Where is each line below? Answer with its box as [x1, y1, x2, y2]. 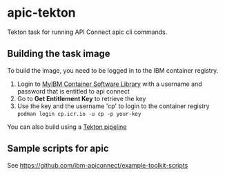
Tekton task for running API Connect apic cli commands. [7, 28, 168, 36]
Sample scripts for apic [7, 143, 109, 155]
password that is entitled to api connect [17, 87, 130, 95]
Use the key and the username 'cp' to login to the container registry [17, 102, 210, 110]
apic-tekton [7, 5, 76, 21]
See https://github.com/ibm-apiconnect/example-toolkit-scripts [7, 161, 188, 169]
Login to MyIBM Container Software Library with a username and [17, 80, 202, 88]
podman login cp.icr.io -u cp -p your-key [17, 110, 141, 117]
